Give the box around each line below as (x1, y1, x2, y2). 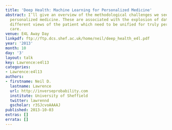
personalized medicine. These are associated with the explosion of (10, 17, 159, 22)
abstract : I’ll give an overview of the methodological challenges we (5, 12, 159, 17)
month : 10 (5, 46, 27, 51)
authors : (5, 74, 24, 79)
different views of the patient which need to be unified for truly (10, 21, 159, 27)
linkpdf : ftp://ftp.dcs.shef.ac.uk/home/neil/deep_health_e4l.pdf (5, 36, 150, 41)
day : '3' (5, 50, 24, 55)
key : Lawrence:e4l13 (5, 60, 50, 65)
